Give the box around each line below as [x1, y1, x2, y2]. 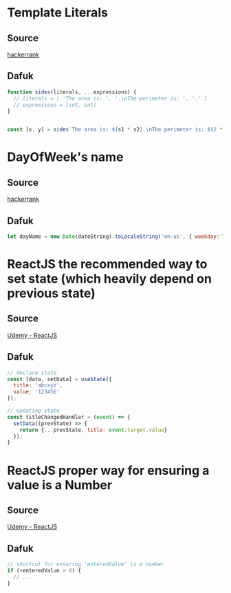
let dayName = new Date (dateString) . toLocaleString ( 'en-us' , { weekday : [7, 233, 220, 240]
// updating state [7, 407, 60, 414]
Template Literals [7, 5, 109, 21]
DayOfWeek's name [7, 149, 124, 165]
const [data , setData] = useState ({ [7, 376, 112, 382]
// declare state [7, 369, 57, 376]
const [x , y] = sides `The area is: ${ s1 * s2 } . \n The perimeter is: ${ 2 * [7, 126, 223, 133]
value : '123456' [13, 389, 60, 396]
